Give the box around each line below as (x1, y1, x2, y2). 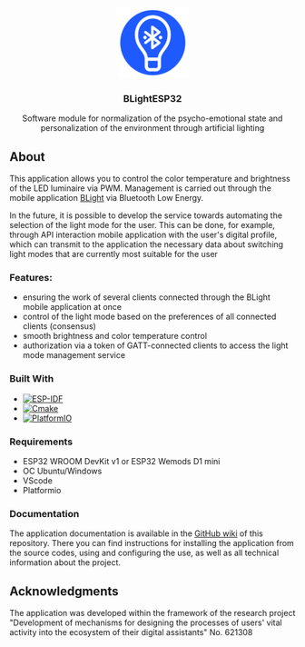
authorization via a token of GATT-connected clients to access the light (22, 340, 289, 351)
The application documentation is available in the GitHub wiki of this (9, 528, 263, 539)
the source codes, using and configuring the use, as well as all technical (9, 547, 280, 559)
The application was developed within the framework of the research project (9, 608, 296, 619)
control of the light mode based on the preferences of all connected (22, 311, 277, 323)
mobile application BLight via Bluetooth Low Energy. (9, 193, 204, 204)
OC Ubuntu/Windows (22, 465, 103, 476)
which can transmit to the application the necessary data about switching (9, 239, 284, 250)
